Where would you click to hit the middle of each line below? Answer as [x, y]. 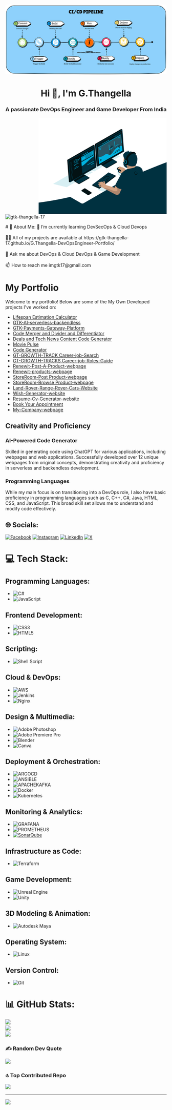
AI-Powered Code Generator [41, 440]
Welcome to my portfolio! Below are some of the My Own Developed [78, 302]
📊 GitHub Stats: [40, 1004]
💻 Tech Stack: [37, 559]
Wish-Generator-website [39, 394]
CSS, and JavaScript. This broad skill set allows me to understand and [79, 503]
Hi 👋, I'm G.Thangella [86, 94]
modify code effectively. [31, 509]
